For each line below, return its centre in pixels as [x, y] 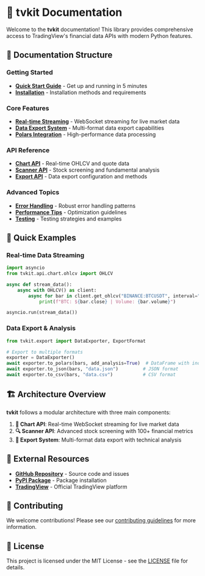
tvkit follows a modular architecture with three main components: [88, 412]
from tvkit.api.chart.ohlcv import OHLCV [60, 274]
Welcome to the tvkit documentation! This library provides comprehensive [100, 29]
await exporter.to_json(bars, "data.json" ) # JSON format [92, 369]
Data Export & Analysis [41, 328]
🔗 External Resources [48, 459]
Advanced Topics [33, 192]
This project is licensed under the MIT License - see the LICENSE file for [97, 561]
